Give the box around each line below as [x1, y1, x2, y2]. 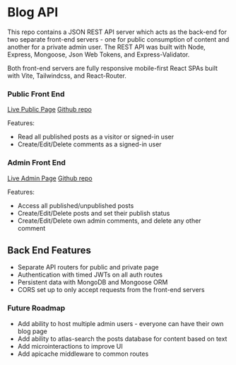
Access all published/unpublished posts [17, 201, 134, 209]
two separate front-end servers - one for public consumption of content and [7, 35, 230, 43]
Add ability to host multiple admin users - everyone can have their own [17, 319, 224, 328]
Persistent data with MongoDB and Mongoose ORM [17, 278, 168, 286]
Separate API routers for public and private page [17, 263, 159, 272]
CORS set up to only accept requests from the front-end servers [17, 286, 205, 294]
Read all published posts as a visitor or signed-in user [17, 132, 175, 141]
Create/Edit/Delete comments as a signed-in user [17, 140, 162, 149]
